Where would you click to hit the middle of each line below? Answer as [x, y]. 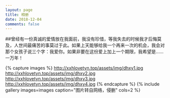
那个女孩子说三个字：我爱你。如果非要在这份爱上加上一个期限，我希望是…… [84, 52]
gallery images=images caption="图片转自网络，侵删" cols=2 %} [73, 90]
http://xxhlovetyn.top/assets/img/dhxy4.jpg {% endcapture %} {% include [82, 84]
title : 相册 [17, 15]
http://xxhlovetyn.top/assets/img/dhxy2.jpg [50, 73]
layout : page [19, 10]
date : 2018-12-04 [24, 19]
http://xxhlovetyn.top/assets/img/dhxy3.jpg [50, 79]
